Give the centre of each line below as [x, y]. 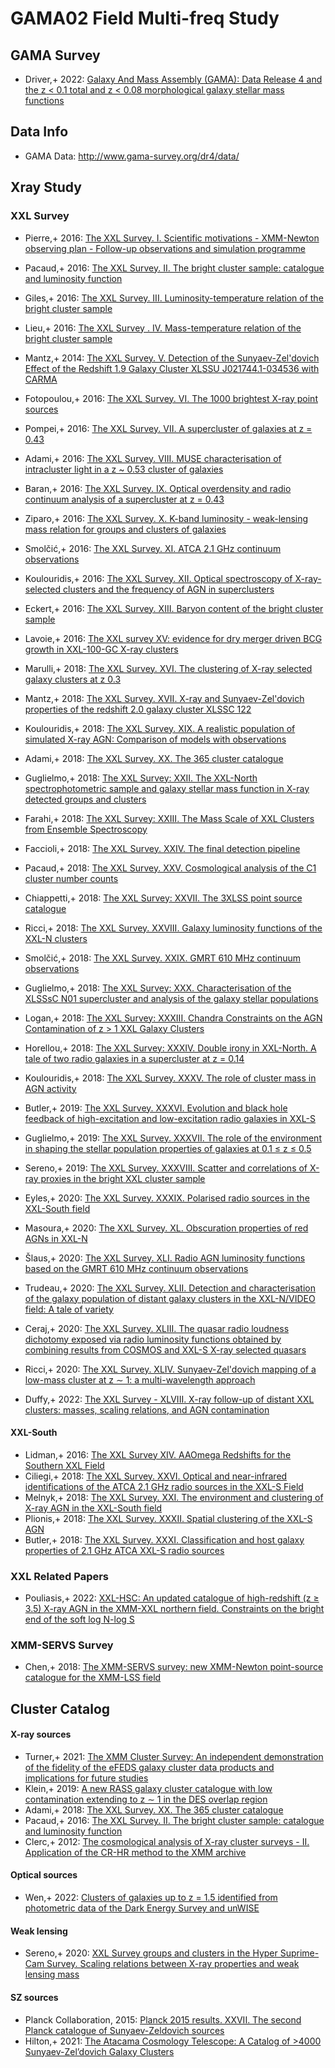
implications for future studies [86, 1778]
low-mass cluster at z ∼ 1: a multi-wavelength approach [140, 1379]
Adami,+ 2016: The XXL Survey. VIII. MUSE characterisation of [153, 458]
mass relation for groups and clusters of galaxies [125, 529]
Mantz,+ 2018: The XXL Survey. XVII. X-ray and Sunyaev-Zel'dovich [164, 698]
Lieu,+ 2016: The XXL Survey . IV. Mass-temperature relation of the [163, 328]
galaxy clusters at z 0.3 [73, 679]
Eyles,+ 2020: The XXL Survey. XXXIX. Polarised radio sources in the [167, 1198]
